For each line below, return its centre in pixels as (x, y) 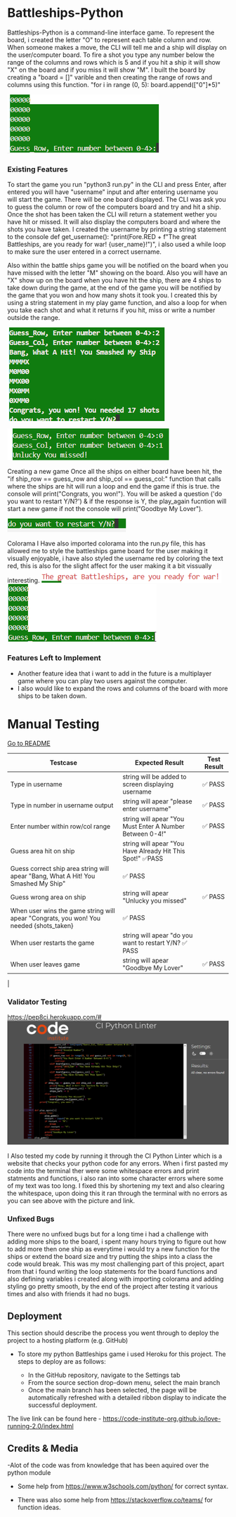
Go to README (29, 744)
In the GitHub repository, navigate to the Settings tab (104, 1375)
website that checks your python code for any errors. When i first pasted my (118, 1163)
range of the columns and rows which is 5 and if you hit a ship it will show (114, 62)
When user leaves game (45, 964)
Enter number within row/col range (60, 826)
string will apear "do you (158, 935)
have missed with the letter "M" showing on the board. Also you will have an (117, 273)
